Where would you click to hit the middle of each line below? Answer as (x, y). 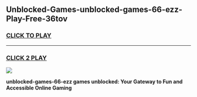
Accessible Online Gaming (39, 88)
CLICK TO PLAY (29, 36)
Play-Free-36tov (37, 19)
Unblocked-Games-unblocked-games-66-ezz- (94, 10)
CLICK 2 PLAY (26, 58)
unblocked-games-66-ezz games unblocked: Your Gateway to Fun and (94, 81)
